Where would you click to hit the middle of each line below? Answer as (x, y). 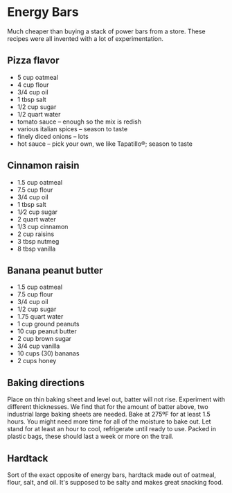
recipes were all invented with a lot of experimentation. (86, 38)
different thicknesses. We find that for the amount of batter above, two (108, 407)
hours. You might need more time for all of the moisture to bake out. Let (109, 421)
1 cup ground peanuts (48, 324)
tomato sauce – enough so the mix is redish (79, 122)
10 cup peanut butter (47, 331)
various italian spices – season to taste (72, 128)
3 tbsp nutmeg (38, 241)
